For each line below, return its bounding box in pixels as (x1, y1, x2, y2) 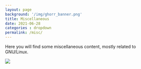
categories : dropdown (5, 26, 52, 31)
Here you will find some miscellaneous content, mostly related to (5, 44, 136, 49)
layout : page (5, 7, 32, 12)
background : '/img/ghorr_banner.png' (5, 12, 83, 17)
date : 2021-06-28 (5, 21, 41, 26)
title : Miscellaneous (5, 16, 50, 21)
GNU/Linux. (5, 49, 28, 55)
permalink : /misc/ (5, 30, 43, 35)
